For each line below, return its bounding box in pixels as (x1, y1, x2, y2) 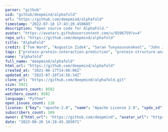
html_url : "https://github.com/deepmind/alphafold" (5, 63, 115, 68)
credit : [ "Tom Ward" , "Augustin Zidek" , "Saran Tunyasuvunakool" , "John (5, 45, 160, 50)
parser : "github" (5, 7, 41, 13)
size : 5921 (5, 82, 28, 87)
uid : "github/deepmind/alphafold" (5, 12, 77, 17)
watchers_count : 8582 (5, 91, 50, 96)
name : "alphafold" (5, 54, 43, 59)
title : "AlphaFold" (5, 40, 46, 45)
